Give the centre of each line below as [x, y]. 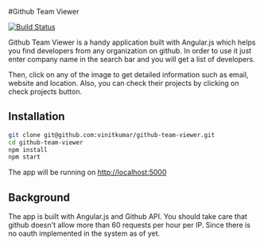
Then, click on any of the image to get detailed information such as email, [128, 74]
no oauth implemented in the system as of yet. [84, 233]
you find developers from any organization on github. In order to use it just [130, 51]
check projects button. [45, 92]
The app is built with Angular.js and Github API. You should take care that [128, 217]
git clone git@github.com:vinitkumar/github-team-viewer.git [112, 135]
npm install [28, 150]
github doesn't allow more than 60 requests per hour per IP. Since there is [129, 225]
